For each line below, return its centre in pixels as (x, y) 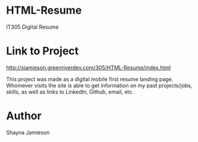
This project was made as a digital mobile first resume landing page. (90, 79)
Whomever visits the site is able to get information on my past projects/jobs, (99, 85)
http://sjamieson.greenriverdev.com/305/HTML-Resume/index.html (89, 67)
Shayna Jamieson (28, 132)
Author (24, 116)
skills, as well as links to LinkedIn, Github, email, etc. (70, 92)
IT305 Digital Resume (32, 27)
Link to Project (43, 51)
